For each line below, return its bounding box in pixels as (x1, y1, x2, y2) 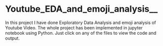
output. (5, 35, 20, 41)
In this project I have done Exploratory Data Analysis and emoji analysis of (5, 20, 156, 25)
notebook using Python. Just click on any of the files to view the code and (5, 30, 157, 36)
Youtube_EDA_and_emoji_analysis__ (5, 3, 158, 15)
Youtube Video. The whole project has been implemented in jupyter (5, 24, 143, 30)
